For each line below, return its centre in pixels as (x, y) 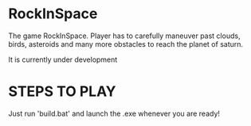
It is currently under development (63, 59)
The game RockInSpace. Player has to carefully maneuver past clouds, (124, 36)
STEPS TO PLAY (63, 92)
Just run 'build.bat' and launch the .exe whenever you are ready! (114, 113)
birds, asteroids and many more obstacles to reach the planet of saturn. (126, 44)
